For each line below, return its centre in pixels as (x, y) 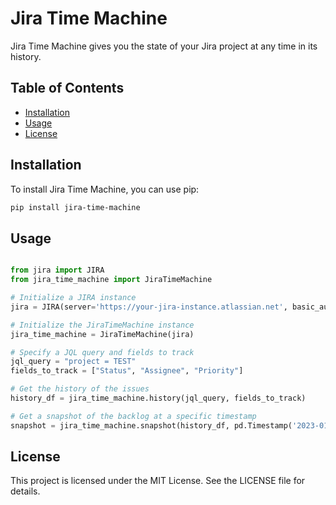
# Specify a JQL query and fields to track (102, 352)
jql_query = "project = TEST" (73, 362)
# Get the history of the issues (80, 389)
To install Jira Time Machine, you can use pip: (105, 189)
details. (25, 491)
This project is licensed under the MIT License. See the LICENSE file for (158, 481)
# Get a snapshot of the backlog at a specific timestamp (133, 416)
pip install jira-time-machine (75, 207)
